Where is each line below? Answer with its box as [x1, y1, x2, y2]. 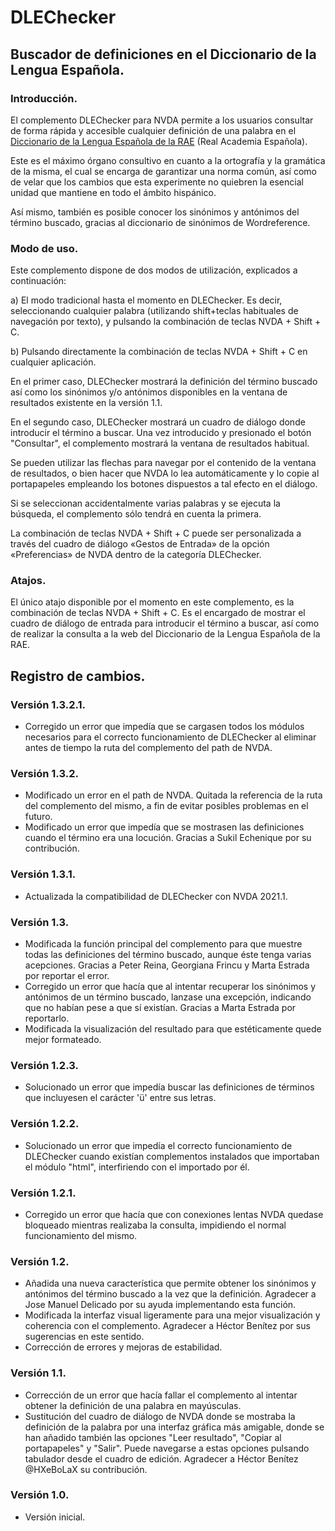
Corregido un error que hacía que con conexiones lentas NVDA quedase [24, 1208, 324, 1220]
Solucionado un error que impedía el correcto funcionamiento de [24, 1139, 293, 1151]
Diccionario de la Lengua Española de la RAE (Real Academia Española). [10, 135, 308, 147]
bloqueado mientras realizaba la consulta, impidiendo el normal [24, 1219, 287, 1231]
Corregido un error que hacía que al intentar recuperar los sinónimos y [24, 981, 317, 993]
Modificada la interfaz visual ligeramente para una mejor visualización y [24, 1309, 321, 1321]
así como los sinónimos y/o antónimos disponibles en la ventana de [10, 386, 288, 398]
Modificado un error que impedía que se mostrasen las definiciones [24, 821, 305, 833]
